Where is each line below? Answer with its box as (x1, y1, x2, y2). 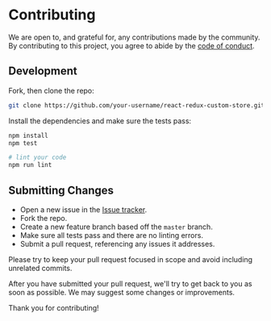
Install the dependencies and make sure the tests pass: (8, 115, 192, 126)
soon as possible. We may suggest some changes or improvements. (8, 287, 236, 297)
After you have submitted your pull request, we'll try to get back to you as (8, 278, 252, 288)
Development (8, 65, 78, 78)
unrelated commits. (8, 263, 73, 273)
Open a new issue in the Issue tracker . (19, 204, 148, 215)
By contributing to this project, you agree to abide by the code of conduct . (8, 40, 256, 50)
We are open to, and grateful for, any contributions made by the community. (8, 32, 261, 42)
